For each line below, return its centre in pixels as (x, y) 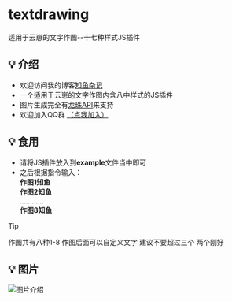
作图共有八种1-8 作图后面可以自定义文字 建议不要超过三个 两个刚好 (116, 242)
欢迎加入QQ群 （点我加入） (64, 114)
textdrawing (49, 15)
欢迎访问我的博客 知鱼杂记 (61, 85)
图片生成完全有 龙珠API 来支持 (66, 105)
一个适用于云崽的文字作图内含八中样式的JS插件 (96, 95)
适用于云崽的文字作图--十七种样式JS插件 (74, 37)
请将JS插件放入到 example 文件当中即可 (83, 162)
